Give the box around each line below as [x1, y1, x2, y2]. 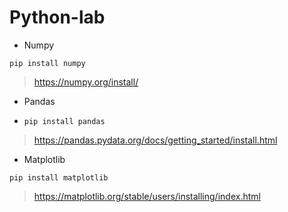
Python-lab [9, 6, 106, 29]
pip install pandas [23, 116, 106, 126]
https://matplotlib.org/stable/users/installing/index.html [33, 190, 261, 202]
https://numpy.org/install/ [33, 76, 139, 88]
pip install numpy [9, 58, 86, 68]
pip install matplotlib [9, 172, 109, 183]
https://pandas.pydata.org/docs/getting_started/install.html [33, 134, 278, 146]
